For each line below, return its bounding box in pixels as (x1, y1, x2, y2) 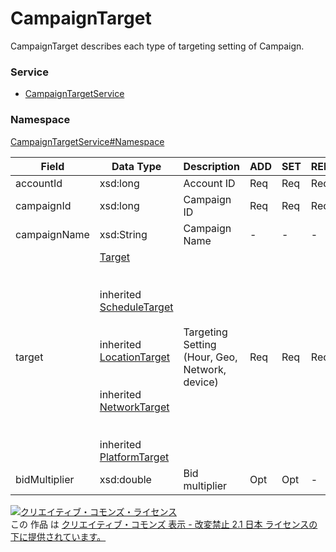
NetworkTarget (99, 400, 170, 414)
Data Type (111, 159, 162, 173)
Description (183, 159, 240, 173)
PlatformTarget (99, 450, 170, 464)
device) (183, 375, 219, 389)
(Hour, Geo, (183, 350, 238, 364)
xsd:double (99, 472, 152, 486)
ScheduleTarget (99, 300, 174, 314)
